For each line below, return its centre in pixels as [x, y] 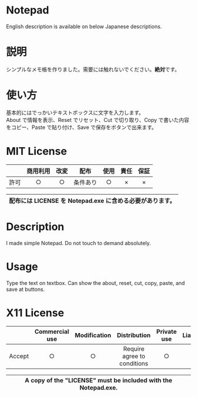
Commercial [52, 331]
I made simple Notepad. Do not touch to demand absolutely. [79, 243]
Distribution [134, 335]
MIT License [37, 151]
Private [167, 331]
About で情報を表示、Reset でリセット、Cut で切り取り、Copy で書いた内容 [98, 120]
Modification [93, 335]
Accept [19, 356]
